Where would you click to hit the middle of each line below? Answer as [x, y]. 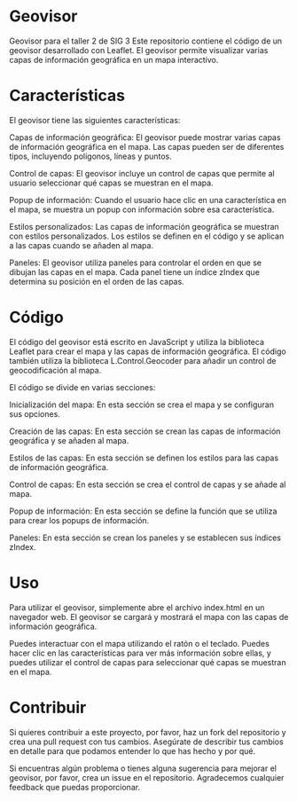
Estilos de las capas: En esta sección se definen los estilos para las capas [144, 458]
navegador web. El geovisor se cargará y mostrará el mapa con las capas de [149, 616]
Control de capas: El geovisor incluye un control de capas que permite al [142, 173]
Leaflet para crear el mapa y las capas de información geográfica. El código [148, 351]
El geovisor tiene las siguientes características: [95, 120]
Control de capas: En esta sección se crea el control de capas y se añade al [148, 484]
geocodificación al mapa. [55, 370]
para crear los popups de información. [79, 520]
